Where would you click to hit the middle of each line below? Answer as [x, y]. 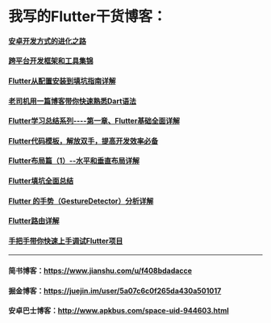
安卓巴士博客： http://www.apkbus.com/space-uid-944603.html [119, 311]
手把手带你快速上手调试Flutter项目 [66, 241]
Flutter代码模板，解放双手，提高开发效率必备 [83, 141]
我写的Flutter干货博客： [88, 17]
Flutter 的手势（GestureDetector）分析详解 [81, 201]
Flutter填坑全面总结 [41, 180]
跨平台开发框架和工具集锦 [51, 61]
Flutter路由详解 [34, 221]
